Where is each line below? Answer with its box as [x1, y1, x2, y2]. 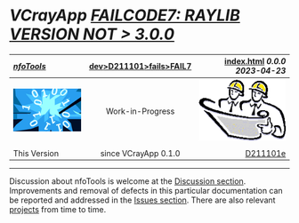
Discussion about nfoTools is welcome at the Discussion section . [9, 176, 246, 187]
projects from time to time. [9, 204, 107, 215]
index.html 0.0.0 [223, 56, 287, 67]
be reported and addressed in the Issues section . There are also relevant [9, 195, 276, 205]
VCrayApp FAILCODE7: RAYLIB [9, 5, 240, 26]
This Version [12, 147, 60, 158]
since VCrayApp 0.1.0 [100, 147, 181, 158]
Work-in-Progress [105, 106, 175, 116]
